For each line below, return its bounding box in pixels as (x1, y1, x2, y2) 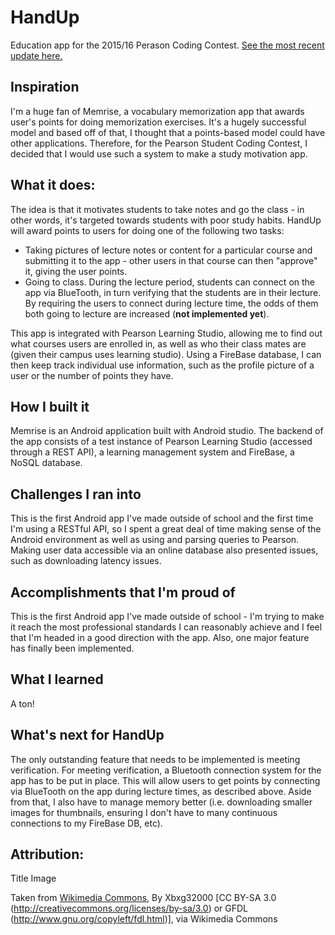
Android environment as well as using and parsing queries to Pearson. (10, 534, 300, 546)
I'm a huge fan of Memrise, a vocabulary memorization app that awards (10, 105, 305, 117)
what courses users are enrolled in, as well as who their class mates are (10, 337, 307, 350)
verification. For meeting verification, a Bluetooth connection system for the (10, 764, 322, 776)
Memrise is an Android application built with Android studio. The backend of (10, 425, 324, 437)
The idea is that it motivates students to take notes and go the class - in (10, 203, 305, 215)
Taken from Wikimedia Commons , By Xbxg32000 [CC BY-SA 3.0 (10, 892, 277, 904)
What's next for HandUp (10, 727, 165, 744)
